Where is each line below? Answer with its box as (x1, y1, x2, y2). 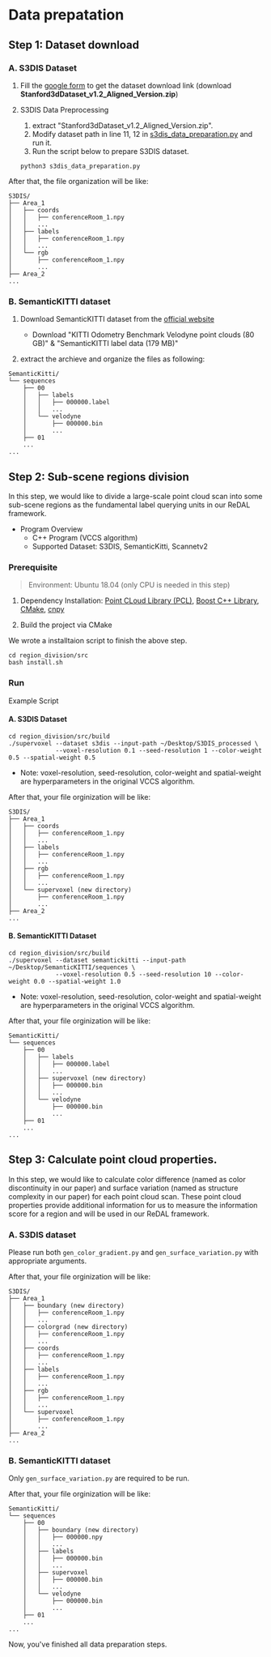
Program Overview (19, 524, 83, 534)
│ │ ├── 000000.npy (23, 1533, 104, 1541)
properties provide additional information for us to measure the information (8, 1200, 258, 1210)
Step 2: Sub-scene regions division (8, 470, 190, 484)
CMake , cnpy (19, 604, 65, 614)
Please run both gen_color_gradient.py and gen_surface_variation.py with (8, 1248, 259, 1258)
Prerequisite (8, 562, 58, 573)
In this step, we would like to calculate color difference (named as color (8, 1174, 246, 1184)
